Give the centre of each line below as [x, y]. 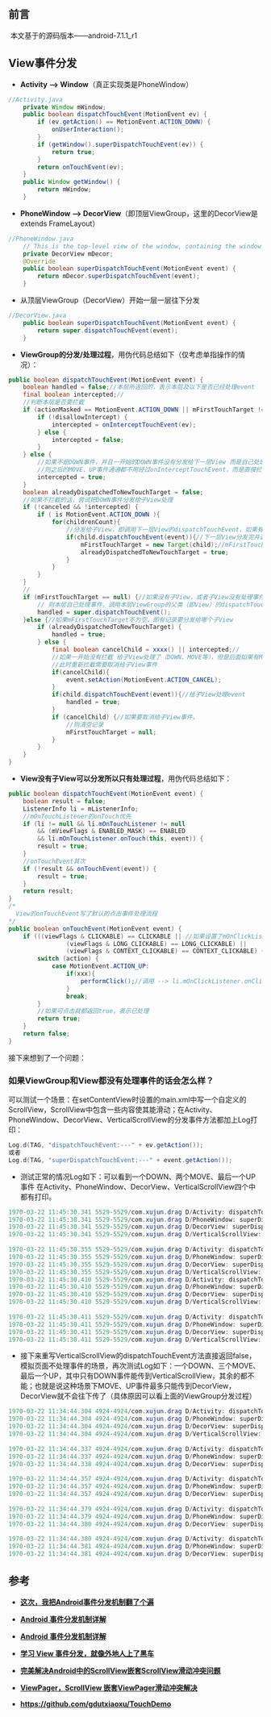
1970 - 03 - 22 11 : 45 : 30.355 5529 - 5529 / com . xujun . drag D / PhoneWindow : [122, 1256]
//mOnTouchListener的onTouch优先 [77, 816]
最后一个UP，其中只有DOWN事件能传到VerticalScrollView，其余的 [130, 1376]
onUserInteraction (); [88, 130]
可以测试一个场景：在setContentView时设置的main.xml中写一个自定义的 [127, 1100]
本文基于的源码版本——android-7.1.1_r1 [74, 35]
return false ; [46, 1034]
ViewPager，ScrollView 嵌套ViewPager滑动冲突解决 [108, 1687]
